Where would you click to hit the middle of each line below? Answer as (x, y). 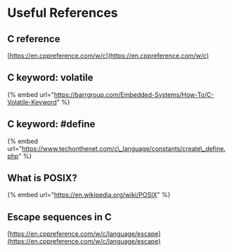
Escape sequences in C (60, 217)
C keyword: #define (51, 124)
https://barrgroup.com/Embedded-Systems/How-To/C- (134, 94)
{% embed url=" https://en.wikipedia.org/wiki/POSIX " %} (89, 195)
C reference (34, 39)
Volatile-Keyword (32, 102)
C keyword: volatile (50, 78)
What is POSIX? (42, 178)
